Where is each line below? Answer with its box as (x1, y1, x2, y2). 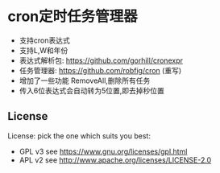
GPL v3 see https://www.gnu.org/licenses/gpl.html (19, 146, 188, 156)
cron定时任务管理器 (7, 7, 138, 26)
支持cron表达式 (19, 35, 70, 45)
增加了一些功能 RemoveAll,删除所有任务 (19, 76, 151, 85)
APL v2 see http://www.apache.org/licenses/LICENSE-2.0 (19, 154, 212, 165)
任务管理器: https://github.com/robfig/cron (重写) (19, 65, 182, 75)
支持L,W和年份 (19, 45, 68, 55)
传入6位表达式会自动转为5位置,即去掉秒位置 (19, 85, 164, 95)
